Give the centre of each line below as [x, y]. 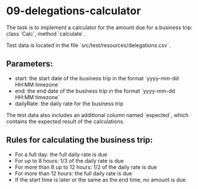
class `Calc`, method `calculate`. [46, 33]
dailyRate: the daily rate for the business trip [69, 103]
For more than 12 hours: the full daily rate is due [73, 173]
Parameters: [30, 64]
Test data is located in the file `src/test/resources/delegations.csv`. [89, 45]
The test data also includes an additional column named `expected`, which [98, 115]
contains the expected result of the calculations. [65, 121]
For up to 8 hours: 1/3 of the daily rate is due [69, 160]
